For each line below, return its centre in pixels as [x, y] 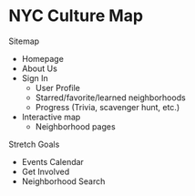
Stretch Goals [34, 144]
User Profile [58, 88]
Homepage [43, 58]
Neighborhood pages [75, 126]
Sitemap [24, 41]
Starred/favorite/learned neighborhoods [110, 98]
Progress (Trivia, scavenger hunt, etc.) [107, 107]
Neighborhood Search [63, 181]
